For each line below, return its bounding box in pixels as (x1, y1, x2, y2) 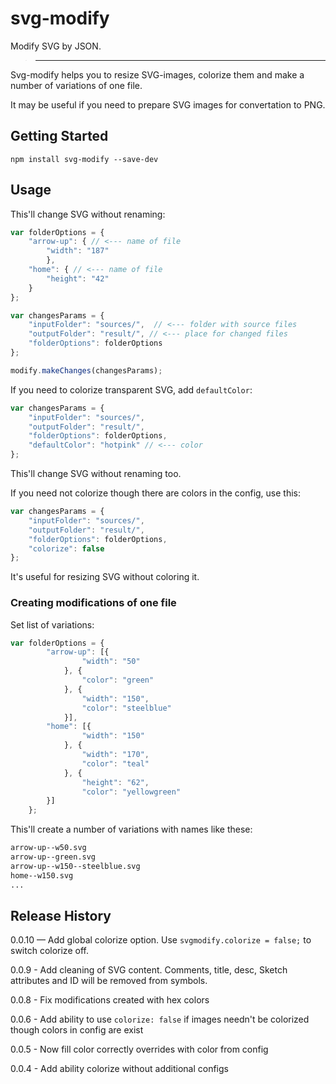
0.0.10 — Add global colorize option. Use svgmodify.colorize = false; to (10, 934, 312, 946)
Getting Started (10, 128, 109, 145)
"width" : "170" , (81, 750, 150, 760)
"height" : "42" (46, 273, 110, 284)
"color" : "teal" (81, 758, 150, 769)
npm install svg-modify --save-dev (10, 154, 159, 164)
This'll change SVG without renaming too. (10, 468, 182, 480)
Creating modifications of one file (10, 596, 177, 610)
